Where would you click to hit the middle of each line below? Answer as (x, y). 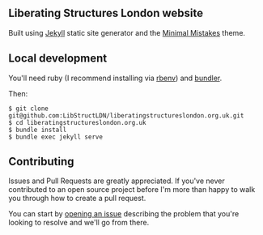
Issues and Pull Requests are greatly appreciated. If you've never (117, 181)
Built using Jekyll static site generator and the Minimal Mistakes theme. (127, 32)
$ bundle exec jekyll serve (56, 137)
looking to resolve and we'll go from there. (79, 223)
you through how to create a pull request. (77, 199)
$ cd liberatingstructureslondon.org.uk (78, 122)
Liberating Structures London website (106, 13)
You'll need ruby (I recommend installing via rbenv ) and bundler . (115, 78)
